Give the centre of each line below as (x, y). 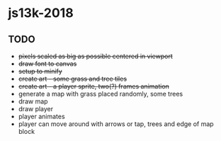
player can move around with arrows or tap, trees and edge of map (116, 124)
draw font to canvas (47, 64)
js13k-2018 (41, 13)
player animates (42, 116)
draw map (33, 101)
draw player (36, 109)
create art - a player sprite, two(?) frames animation (93, 86)
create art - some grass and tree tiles (72, 79)
